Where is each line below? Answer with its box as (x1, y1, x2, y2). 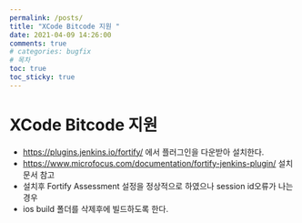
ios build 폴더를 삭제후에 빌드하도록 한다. (22, 203, 169, 214)
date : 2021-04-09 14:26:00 (9, 30, 112, 39)
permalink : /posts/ (9, 13, 84, 23)
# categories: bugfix (9, 47, 92, 56)
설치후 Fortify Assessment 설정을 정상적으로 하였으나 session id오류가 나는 (22, 180, 294, 191)
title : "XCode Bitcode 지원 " (9, 22, 120, 31)
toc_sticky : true (9, 73, 75, 82)
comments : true (9, 38, 67, 48)
